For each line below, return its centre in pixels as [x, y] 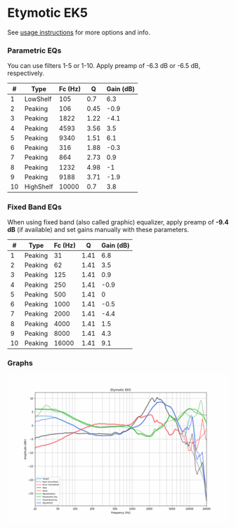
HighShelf [39, 187]
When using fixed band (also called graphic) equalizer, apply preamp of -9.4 [118, 222]
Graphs [20, 363]
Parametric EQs [34, 50]
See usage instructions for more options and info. [79, 32]
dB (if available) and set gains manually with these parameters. [98, 230]
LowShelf [38, 99]
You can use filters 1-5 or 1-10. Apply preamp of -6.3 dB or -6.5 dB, [104, 66]
